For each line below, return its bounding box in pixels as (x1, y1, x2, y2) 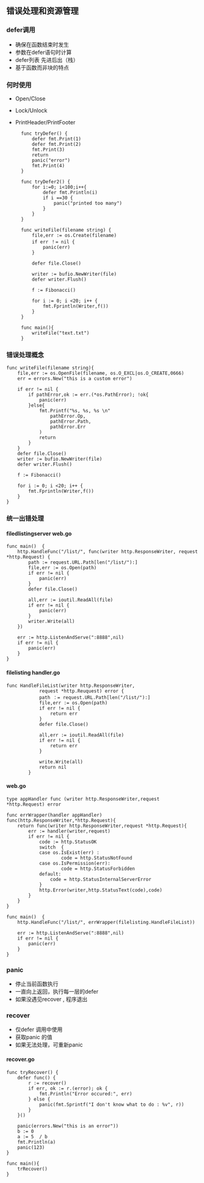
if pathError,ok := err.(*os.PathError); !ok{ (28, 391, 149, 398)
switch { (38, 844, 64, 850)
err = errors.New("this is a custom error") (17, 376, 133, 382)
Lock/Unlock (15, 107, 48, 114)
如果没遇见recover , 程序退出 (15, 996, 88, 1003)
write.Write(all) (38, 758, 84, 765)
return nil (38, 764, 67, 770)
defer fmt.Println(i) (42, 189, 98, 195)
